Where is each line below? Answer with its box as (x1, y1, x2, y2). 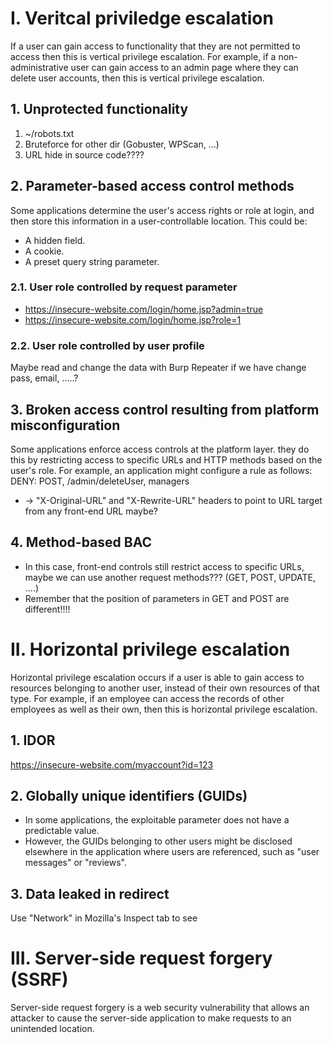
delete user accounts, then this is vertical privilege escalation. (10, 72, 265, 84)
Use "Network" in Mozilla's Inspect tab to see (10, 912, 198, 924)
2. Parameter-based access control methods (10, 178, 295, 195)
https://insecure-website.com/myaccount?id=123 (10, 758, 214, 771)
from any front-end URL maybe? (24, 505, 158, 517)
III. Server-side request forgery (10, 947, 273, 970)
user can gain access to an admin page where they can (70, 61, 299, 73)
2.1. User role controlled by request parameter (10, 280, 238, 294)
